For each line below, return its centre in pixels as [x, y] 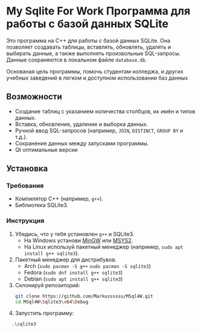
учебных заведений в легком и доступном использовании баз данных [97, 78]
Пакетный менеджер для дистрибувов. [65, 260]
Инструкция [25, 221]
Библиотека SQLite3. [41, 205]
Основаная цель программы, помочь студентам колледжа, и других [95, 71]
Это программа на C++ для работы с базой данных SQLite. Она [88, 40]
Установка [27, 169]
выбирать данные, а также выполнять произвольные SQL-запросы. [94, 53]
